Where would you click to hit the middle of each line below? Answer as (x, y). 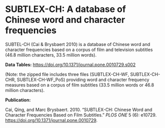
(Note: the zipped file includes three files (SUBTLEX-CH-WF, (67, 74)
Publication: (18, 100)
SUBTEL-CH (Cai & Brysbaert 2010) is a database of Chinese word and (78, 44)
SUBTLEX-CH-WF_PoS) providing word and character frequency (83, 79)
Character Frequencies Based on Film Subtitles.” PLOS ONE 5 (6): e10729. (81, 115)
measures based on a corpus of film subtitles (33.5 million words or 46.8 (80, 85)
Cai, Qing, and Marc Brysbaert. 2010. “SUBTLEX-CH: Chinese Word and (79, 109)
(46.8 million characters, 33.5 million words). (51, 55)
